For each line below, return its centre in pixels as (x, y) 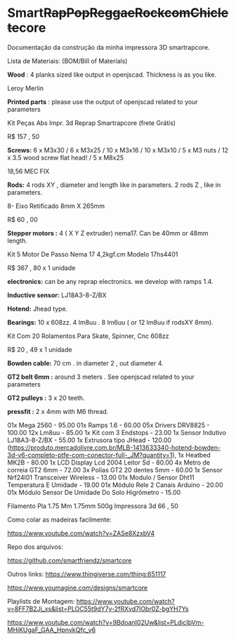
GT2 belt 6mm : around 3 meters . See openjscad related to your (101, 377)
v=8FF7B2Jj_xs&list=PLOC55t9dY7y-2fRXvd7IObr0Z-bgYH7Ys (98, 609)
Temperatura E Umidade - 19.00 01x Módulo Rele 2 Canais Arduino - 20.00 (115, 485)
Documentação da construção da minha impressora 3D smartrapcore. (109, 47)
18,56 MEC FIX (28, 171)
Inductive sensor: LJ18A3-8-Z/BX (57, 295)
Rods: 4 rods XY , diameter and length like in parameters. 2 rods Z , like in (114, 185)
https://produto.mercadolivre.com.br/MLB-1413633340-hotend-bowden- (115, 447)
